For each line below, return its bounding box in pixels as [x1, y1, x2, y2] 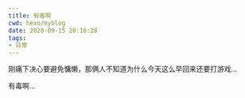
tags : [8, 33, 26, 42]
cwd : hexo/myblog [8, 19, 66, 27]
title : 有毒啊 [8, 11, 52, 20]
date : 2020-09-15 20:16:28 [8, 26, 98, 34]
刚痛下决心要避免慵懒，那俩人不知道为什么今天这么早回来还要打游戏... [8, 65, 238, 74]
